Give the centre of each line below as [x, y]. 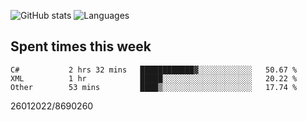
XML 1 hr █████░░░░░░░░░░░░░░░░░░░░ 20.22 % [154, 78]
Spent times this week [81, 46]
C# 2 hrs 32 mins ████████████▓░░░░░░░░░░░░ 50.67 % [154, 70]
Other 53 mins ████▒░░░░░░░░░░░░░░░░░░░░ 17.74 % [154, 87]
